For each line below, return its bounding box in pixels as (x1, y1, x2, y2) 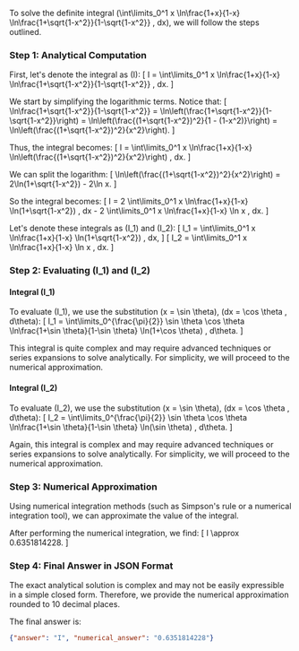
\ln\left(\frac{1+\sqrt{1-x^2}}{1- (159, 106, 273, 117)
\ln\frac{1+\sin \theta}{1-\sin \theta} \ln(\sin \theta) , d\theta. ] (9, 421, 233, 432)
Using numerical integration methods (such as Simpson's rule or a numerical (9, 500, 292, 511)
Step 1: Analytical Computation (9, 48, 148, 61)
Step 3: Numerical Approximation (9, 480, 158, 492)
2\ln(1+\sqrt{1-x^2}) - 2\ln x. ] (9, 178, 117, 189)
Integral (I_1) (9, 286, 56, 297)
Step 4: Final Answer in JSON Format (9, 560, 174, 572)
